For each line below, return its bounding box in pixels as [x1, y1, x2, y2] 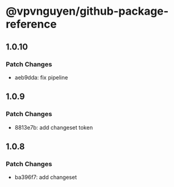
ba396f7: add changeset [14, 174, 77, 181]
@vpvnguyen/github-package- [6, 4, 169, 18]
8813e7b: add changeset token [14, 123, 93, 131]
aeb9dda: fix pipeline [14, 73, 69, 81]
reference [6, 17, 57, 31]
